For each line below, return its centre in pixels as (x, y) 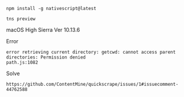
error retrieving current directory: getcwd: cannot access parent (91, 52)
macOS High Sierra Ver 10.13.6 (43, 30)
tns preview (21, 19)
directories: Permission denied (46, 57)
